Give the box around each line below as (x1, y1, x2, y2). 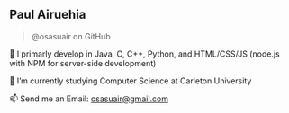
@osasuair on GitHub (31, 30, 111, 41)
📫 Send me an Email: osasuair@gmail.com (9, 93, 169, 104)
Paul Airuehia (9, 7, 86, 22)
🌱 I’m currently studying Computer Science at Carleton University (9, 75, 252, 86)
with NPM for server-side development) (9, 57, 157, 68)
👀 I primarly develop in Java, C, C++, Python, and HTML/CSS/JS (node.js (9, 48, 281, 59)
